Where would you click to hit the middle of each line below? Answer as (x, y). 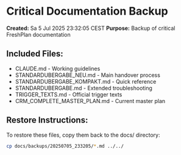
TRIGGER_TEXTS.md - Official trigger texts (69, 94)
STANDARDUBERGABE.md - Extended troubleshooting (83, 88)
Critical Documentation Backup (87, 11)
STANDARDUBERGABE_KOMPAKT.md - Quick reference (86, 81)
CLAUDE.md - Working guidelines (58, 68)
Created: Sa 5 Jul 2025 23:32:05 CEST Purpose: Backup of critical (91, 28)
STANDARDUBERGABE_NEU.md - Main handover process (87, 75)
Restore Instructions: (47, 120)
